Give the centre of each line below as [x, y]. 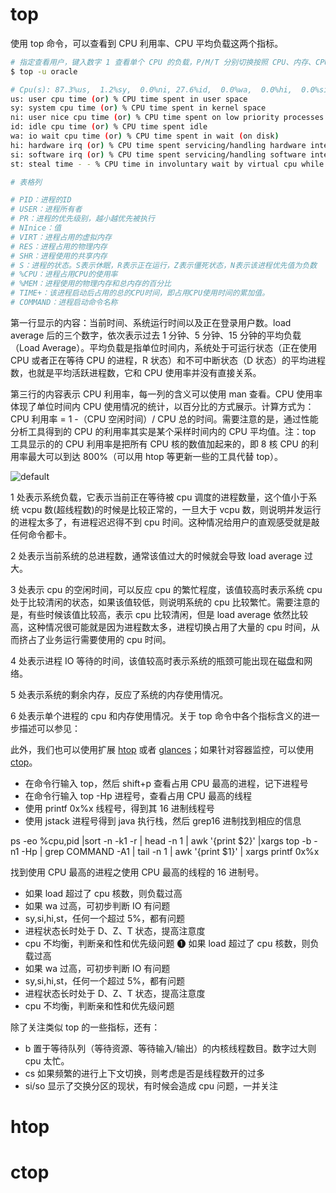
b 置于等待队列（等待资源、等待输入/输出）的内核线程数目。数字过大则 [170, 1048]
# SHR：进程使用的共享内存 [59, 256]
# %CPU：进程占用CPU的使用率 [64, 274]
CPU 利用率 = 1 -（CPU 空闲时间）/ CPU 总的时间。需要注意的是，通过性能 [164, 419]
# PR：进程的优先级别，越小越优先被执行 [82, 219]
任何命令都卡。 [41, 534]
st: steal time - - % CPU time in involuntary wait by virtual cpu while [167, 164]
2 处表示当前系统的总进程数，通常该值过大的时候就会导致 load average [156, 555]
